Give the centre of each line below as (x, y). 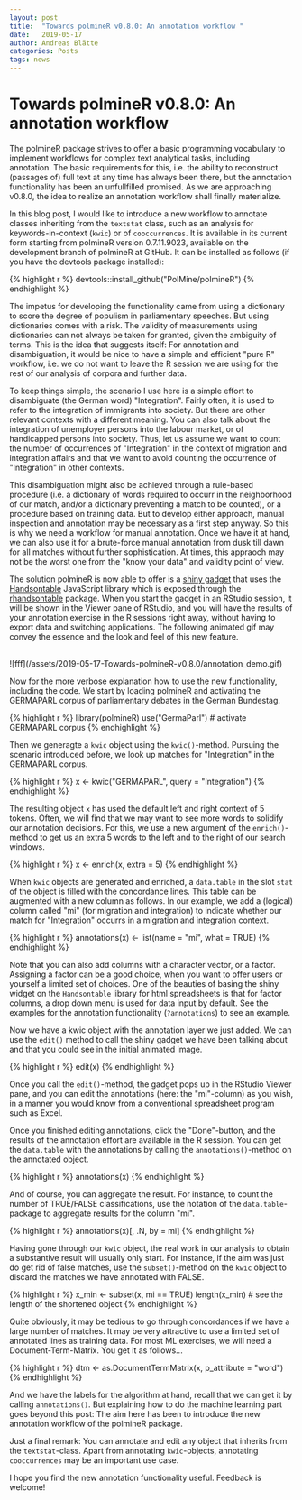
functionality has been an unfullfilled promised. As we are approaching (141, 187)
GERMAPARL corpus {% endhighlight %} (85, 727)
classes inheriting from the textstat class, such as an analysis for (132, 223)
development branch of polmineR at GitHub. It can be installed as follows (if (150, 252)
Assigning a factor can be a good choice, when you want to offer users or (146, 974)
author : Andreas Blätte (54, 43)
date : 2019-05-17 (46, 34)
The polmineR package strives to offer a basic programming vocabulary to (147, 148)
